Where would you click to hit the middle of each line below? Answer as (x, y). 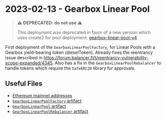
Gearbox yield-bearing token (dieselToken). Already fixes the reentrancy (79, 52)
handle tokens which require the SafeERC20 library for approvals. (70, 68)
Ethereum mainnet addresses (42, 95)
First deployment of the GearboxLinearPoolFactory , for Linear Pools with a (80, 47)
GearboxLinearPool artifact (39, 106)
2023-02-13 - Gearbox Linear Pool (78, 9)
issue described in (24, 57)
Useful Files (24, 84)
